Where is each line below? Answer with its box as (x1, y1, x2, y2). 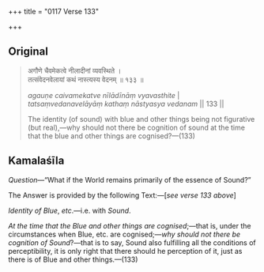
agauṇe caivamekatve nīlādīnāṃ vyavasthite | (27, 90, 180, 100)
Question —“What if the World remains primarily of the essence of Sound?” (8, 175, 251, 184)
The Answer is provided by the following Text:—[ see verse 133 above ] (8, 190, 237, 200)
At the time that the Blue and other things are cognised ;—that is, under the (8, 221, 251, 230)
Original (8, 45, 49, 59)
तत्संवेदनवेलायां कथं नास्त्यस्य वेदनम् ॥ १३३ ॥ (27, 74, 144, 84)
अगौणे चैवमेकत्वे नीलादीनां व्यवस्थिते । (27, 66, 122, 75)
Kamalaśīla (8, 154, 65, 168)
